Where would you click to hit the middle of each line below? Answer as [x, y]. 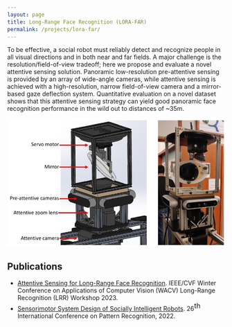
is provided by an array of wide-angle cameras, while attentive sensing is [111, 79]
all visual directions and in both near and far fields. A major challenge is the [114, 57]
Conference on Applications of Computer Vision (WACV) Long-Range [116, 290]
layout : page [26, 15]
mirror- [211, 87]
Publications [35, 266]
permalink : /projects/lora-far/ [54, 29]
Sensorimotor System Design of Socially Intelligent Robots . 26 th [109, 307]
